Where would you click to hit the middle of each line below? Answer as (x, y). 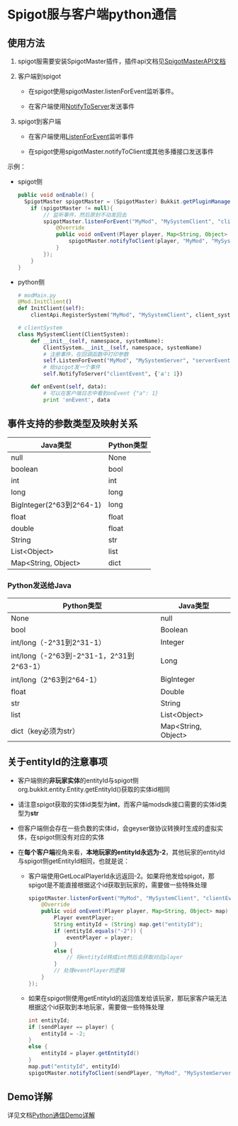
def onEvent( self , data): (69, 387)
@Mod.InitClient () (45, 302)
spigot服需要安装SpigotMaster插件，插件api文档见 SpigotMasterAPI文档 (121, 61)
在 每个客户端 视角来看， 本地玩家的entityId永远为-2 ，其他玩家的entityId (121, 852)
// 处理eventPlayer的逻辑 (89, 971)
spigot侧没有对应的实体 (70, 837)
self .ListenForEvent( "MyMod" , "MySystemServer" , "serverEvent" (138, 361)
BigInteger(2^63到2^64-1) (56, 505)
